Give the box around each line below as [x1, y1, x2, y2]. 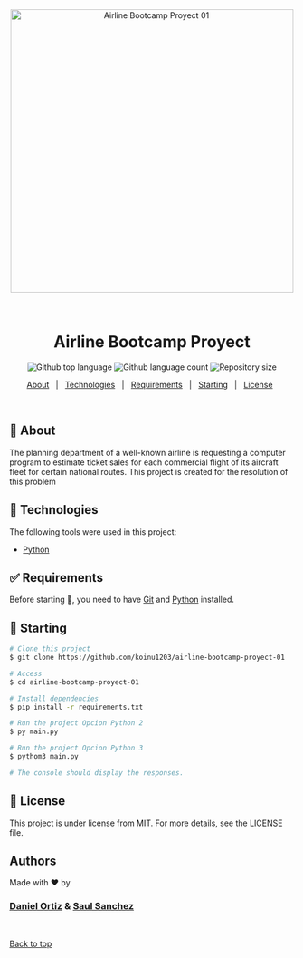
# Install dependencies [9, 693, 99, 703]
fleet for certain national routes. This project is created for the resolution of [9, 466, 289, 477]
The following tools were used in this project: [9, 526, 177, 537]
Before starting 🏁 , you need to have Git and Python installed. [9, 594, 235, 605]
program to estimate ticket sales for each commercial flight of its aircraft [9, 457, 279, 468]
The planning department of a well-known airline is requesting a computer [9, 447, 287, 458]
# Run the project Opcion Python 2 [9, 719, 144, 728]
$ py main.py [9, 727, 59, 737]
